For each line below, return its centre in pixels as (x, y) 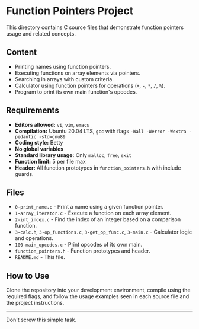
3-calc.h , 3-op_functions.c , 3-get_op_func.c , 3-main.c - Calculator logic (103, 232)
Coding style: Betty (39, 142)
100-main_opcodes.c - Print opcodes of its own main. (78, 245)
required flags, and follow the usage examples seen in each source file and (98, 296)
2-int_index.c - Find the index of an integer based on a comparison (98, 219)
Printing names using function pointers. (63, 66)
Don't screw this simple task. (41, 320)
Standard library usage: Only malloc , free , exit (73, 155)
